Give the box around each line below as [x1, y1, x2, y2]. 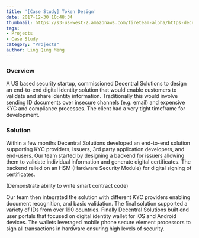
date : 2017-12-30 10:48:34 [6, 14, 73, 20]
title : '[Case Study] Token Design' [6, 8, 97, 15]
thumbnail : [6, 19, 33, 25]
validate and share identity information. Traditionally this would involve [6, 93, 178, 100]
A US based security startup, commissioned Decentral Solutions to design [6, 80, 187, 87]
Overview [6, 66, 35, 74]
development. [6, 112, 40, 119]
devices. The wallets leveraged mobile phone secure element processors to [6, 219, 191, 226]
